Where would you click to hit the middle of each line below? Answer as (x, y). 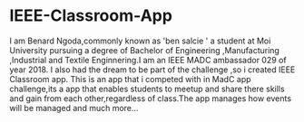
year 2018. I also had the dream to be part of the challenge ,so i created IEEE (152, 70)
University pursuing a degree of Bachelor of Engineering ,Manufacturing (144, 50)
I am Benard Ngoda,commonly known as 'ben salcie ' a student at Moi (140, 41)
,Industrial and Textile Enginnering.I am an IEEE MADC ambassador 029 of (148, 60)
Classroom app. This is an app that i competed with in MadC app (130, 79)
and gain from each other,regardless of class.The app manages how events (151, 98)
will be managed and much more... (74, 108)
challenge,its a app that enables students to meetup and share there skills (147, 89)
